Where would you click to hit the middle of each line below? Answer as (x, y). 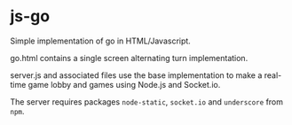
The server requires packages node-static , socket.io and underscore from (146, 102)
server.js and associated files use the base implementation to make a (136, 75)
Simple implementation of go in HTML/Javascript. (101, 41)
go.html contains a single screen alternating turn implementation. (129, 58)
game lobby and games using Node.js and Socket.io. (124, 84)
